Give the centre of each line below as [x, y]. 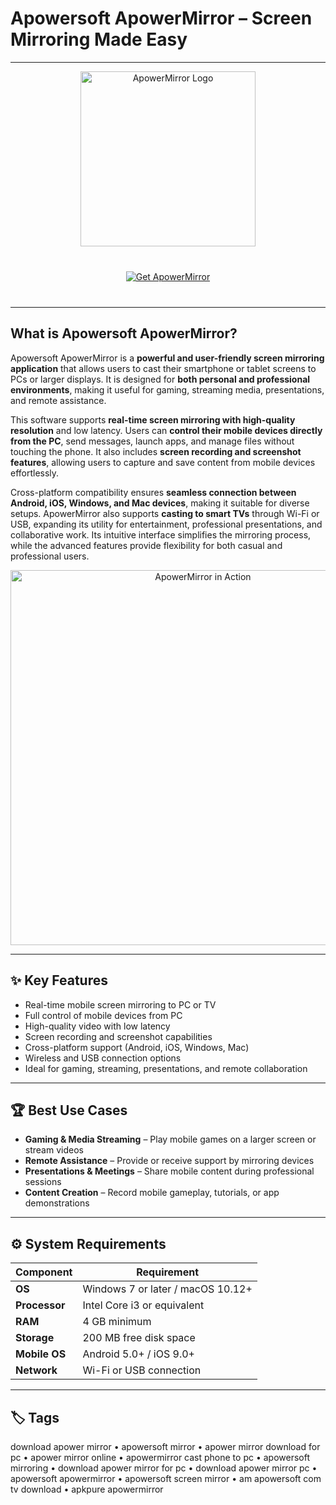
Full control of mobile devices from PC [103, 1015]
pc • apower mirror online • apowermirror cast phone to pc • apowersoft [160, 1457]
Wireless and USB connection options [103, 1058]
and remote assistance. [58, 400]
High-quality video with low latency [97, 1026]
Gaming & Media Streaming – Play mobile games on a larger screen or [170, 1139]
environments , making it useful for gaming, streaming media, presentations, [167, 389]
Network [36, 1370]
